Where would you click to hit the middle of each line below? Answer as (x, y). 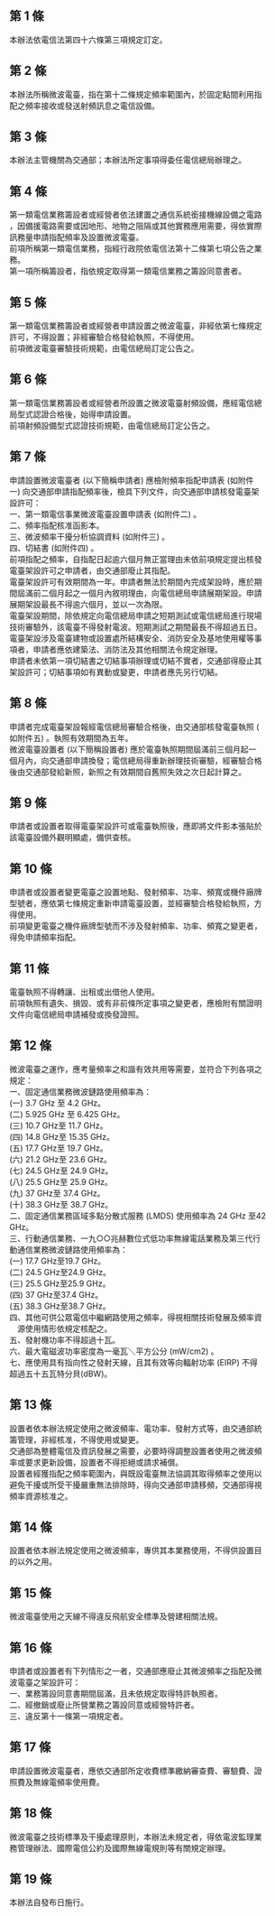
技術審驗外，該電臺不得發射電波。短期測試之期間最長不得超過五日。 (136, 626)
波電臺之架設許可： (45, 1682)
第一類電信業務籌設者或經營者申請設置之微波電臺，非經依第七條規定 (136, 326)
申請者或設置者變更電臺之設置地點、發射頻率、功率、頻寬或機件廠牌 (136, 893)
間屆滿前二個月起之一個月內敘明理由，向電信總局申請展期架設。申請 (136, 593)
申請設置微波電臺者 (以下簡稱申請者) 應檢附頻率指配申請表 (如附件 (132, 480)
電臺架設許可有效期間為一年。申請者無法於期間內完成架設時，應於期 (136, 581)
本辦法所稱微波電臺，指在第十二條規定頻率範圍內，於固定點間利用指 (136, 94)
